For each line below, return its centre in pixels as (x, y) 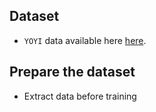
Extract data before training (80, 96)
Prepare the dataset (72, 72)
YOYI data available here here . (85, 40)
